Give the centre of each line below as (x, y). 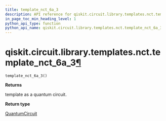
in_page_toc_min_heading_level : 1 (41, 19)
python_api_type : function (33, 23)
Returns (14, 85)
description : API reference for (38, 14)
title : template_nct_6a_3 (32, 10)
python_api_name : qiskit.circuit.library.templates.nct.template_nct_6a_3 (84, 28)
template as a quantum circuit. (36, 94)
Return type (18, 104)
